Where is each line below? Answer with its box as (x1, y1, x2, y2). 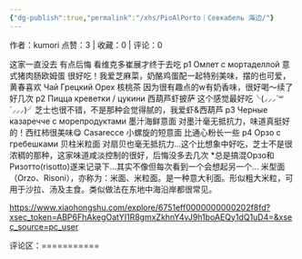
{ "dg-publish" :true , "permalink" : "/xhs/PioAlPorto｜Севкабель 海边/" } (9, 13, 275, 23)
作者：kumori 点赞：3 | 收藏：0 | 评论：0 (9, 39, 163, 50)
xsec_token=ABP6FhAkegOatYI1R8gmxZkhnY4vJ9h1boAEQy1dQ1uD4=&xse (9, 211, 293, 223)
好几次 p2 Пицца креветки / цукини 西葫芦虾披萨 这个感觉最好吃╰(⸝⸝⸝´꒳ (9, 93, 284, 104)
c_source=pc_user (9, 221, 79, 232)
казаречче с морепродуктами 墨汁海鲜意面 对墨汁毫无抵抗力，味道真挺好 (9, 115, 291, 126)
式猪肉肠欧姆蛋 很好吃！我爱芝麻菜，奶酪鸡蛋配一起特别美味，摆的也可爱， (9, 70, 291, 81)
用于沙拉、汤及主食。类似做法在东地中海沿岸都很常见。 (9, 184, 216, 194)
